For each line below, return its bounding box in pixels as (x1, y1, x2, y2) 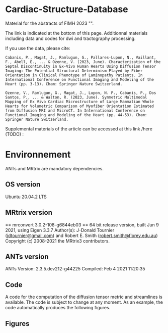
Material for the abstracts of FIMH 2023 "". (5, 20, 94, 26)
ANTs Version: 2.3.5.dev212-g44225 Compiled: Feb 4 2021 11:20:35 (5, 266, 145, 272)
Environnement (5, 149, 71, 160)
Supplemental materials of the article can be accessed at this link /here (5, 125, 152, 132)
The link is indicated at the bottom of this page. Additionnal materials (5, 30, 148, 36)
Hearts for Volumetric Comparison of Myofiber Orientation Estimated (5, 104, 154, 109)
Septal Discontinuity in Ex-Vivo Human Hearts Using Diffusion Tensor (5, 64, 156, 69)
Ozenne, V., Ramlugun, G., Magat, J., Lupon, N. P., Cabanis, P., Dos (5, 90, 156, 96)
